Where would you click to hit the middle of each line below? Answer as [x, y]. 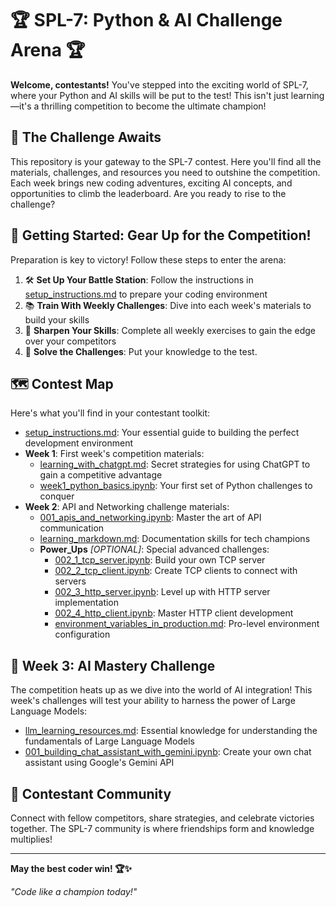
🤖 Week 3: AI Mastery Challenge [113, 665]
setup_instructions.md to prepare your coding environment [146, 294]
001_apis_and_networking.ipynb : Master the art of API [150, 518]
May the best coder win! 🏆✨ [71, 868]
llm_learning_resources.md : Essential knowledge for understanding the [171, 731]
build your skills [57, 319]
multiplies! [31, 839]
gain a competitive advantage [101, 475]
